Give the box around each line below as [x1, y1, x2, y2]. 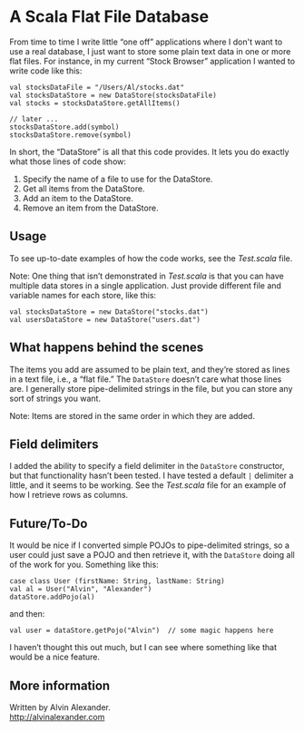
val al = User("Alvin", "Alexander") [9, 585, 152, 594]
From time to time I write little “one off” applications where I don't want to [9, 36, 283, 47]
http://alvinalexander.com [9, 712, 105, 722]
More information [9, 677, 111, 693]
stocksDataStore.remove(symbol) [9, 130, 132, 140]
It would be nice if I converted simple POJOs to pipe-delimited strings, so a [9, 540, 290, 551]
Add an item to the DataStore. [22, 192, 134, 203]
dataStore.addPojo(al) [9, 592, 95, 602]
